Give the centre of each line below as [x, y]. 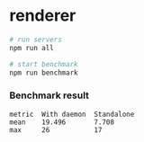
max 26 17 [56, 130]
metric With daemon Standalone [72, 114]
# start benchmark [44, 64]
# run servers [36, 40]
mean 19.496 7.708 [62, 122]
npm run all [31, 48]
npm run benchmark [44, 73]
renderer [43, 16]
